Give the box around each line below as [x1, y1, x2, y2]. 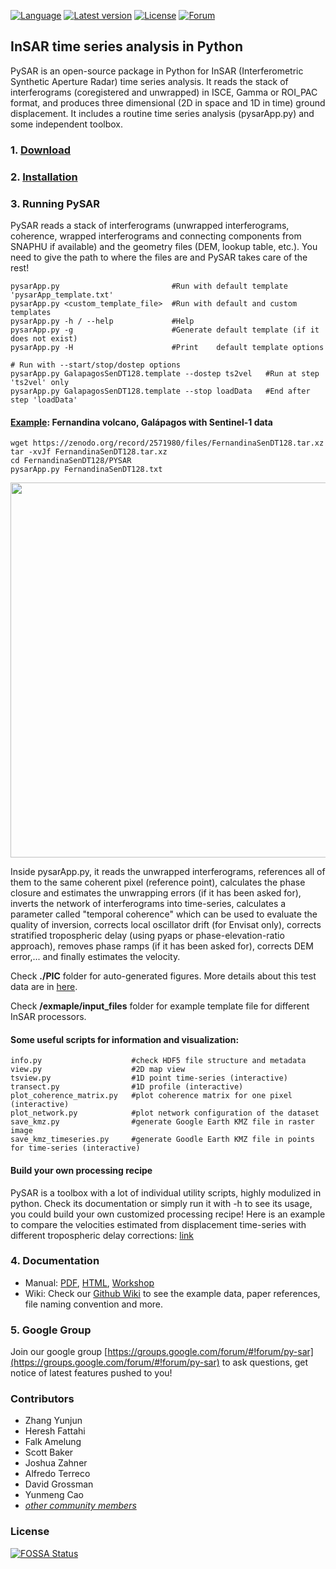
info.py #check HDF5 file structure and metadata [10, 1056, 307, 1066]
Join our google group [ [10, 1346, 108, 1358]
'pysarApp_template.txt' [10, 290, 114, 300]
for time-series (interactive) [10, 1143, 141, 1154]
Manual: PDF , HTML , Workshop [24, 1276, 155, 1289]
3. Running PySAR [10, 196, 101, 210]
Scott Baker [24, 1446, 74, 1459]
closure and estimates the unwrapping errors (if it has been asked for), [10, 887, 302, 899]
